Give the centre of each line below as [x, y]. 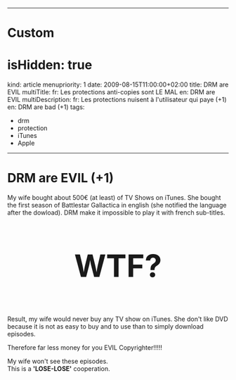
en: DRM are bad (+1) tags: [46, 107]
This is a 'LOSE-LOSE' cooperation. [59, 369]
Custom [31, 33]
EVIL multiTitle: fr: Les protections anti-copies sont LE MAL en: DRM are [111, 92]
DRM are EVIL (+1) [61, 178]
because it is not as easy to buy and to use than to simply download [105, 327]
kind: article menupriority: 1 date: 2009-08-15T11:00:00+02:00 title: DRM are [118, 84]
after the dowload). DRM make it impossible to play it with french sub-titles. [116, 213]
